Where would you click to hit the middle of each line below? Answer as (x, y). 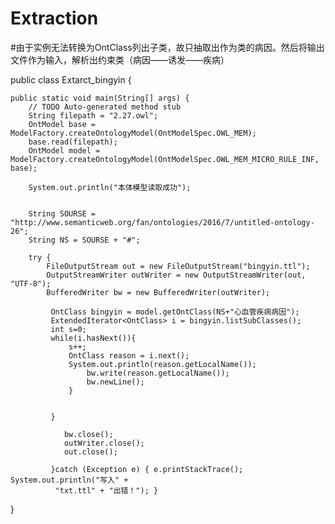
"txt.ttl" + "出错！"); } (106, 490)
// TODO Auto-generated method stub (105, 107)
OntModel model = (64, 150)
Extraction (54, 18)
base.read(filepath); (73, 142)
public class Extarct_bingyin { (71, 79)
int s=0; (68, 329)
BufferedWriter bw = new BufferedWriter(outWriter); (158, 292)
